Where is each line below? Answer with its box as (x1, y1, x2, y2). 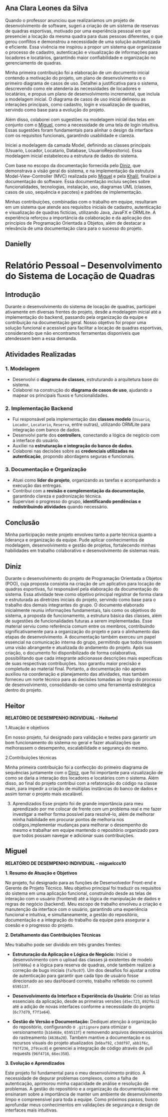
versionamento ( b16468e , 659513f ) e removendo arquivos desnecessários (12, 1029, 163, 1035)
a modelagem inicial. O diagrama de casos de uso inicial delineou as (5, 96, 146, 102)
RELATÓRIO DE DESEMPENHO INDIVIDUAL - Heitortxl (5, 715, 118, 721)
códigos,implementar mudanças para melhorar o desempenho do (12, 822, 148, 828)
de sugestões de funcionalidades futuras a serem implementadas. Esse (5, 618, 152, 624)
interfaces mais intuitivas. (5, 1107, 58, 1113)
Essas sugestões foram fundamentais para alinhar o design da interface (5, 127, 153, 133)
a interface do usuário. (12, 437, 59, 443)
